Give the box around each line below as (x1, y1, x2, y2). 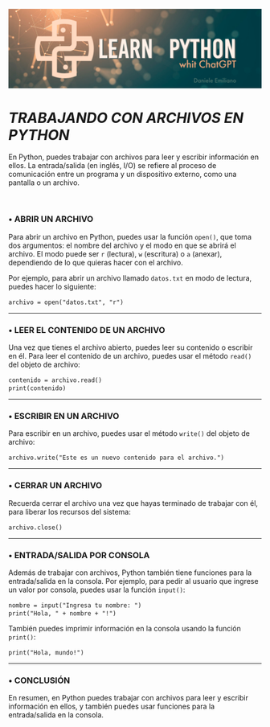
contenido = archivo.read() (8, 376, 103, 384)
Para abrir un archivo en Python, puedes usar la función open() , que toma (8, 232, 252, 241)
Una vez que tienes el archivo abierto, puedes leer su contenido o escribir (8, 343, 253, 352)
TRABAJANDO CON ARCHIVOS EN (8, 109, 243, 127)
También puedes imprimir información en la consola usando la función (8, 623, 241, 633)
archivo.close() (8, 524, 63, 532)
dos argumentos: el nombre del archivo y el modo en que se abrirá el (8, 240, 237, 250)
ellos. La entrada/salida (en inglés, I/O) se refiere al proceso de (8, 161, 217, 170)
